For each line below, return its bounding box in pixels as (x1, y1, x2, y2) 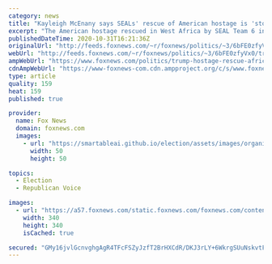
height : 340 (23, 221, 63, 229)
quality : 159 (8, 79, 53, 87)
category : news (8, 11, 60, 20)
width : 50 (29, 147, 63, 155)
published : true (8, 95, 63, 103)
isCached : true (23, 228, 74, 237)
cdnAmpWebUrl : (8, 65, 57, 73)
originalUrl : (8, 42, 53, 50)
